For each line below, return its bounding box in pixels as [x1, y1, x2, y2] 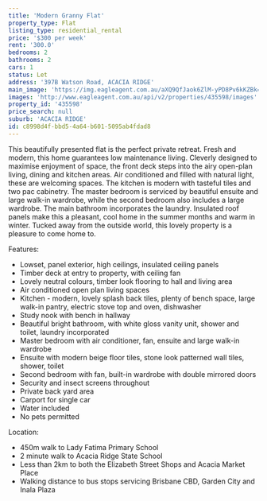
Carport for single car [19, 394, 91, 404]
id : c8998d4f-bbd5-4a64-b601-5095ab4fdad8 [8, 122, 151, 130]
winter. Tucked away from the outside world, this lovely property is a [8, 220, 233, 230]
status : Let [8, 71, 48, 79]
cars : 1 [8, 64, 34, 72]
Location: [8, 427, 39, 437]
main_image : [8, 85, 48, 94]
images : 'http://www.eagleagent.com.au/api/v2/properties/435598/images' [8, 93, 258, 101]
